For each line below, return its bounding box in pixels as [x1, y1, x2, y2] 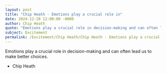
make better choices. [5, 53, 48, 59]
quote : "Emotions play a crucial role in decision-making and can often [5, 26, 158, 31]
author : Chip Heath [5, 21, 45, 26]
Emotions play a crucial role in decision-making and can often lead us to [5, 48, 152, 54]
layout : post [5, 7, 32, 12]
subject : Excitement [5, 30, 48, 35]
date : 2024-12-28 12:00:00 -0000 [5, 16, 74, 21]
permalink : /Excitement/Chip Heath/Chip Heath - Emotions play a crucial [5, 35, 161, 40]
